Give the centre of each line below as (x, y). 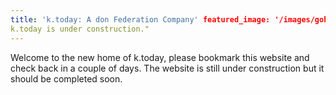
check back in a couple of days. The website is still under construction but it (167, 68)
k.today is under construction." (80, 29)
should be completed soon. (66, 78)
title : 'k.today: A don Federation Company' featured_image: (140, 19)
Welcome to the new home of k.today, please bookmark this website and (160, 57)
